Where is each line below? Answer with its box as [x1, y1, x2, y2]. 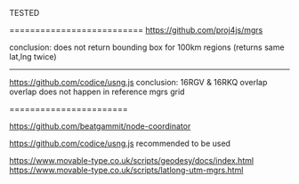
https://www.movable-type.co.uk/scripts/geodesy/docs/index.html [9, 156, 255, 165]
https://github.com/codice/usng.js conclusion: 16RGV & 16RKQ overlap [9, 77, 268, 87]
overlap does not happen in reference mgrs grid [9, 86, 185, 97]
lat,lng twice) [9, 52, 57, 61]
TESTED [9, 8, 40, 18]
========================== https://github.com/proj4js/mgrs [9, 25, 263, 35]
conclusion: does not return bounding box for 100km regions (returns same [9, 42, 285, 52]
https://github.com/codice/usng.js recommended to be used [9, 138, 231, 148]
